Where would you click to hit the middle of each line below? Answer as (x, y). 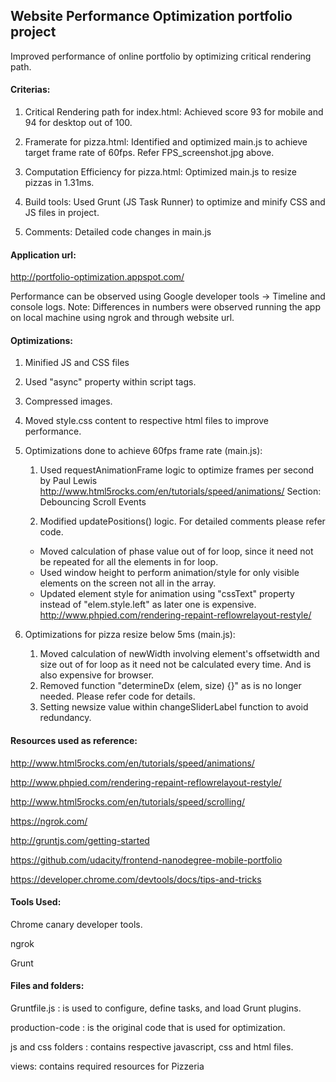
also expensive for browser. (97, 675)
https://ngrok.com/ (49, 821)
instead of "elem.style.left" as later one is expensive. (148, 605)
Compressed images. (68, 401)
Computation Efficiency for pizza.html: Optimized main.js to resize (160, 172)
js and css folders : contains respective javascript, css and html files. (152, 1047)
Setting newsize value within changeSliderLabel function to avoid (174, 707)
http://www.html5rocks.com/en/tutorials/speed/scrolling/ (128, 801)
